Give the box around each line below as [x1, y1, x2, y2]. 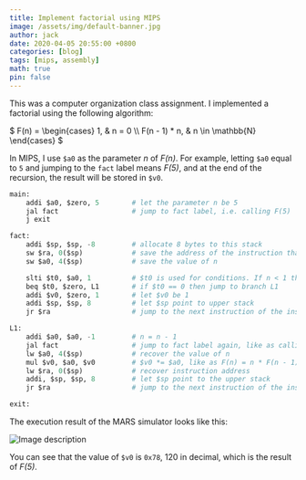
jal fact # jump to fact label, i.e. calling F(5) [25, 206, 291, 215]
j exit [25, 215, 51, 224]
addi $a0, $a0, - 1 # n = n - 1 [25, 332, 178, 341]
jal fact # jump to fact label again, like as [25, 340, 275, 350]
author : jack [9, 30, 59, 39]
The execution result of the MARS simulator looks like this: [9, 416, 229, 427]
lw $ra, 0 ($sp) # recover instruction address [25, 366, 250, 375]
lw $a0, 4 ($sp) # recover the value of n [25, 349, 230, 359]
